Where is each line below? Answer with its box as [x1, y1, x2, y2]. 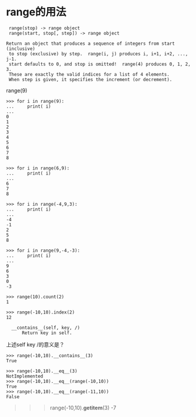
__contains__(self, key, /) [11, 325, 81, 331]
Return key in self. [21, 330, 72, 336]
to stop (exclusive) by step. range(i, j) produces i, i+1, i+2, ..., [8, 51, 188, 56]
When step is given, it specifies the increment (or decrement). [8, 76, 172, 82]
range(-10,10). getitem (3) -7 [49, 404, 117, 411]
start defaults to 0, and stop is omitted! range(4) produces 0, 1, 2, [8, 61, 191, 67]
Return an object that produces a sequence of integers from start [6, 41, 175, 46]
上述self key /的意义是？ [6, 341, 65, 348]
